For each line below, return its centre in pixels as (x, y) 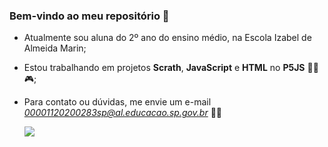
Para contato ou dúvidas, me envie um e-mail (117, 102)
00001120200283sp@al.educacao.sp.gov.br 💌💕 (123, 113)
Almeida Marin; (55, 48)
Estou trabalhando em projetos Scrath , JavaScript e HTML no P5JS (164, 68)
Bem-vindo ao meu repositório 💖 (89, 16)
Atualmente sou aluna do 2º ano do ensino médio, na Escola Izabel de (167, 38)
